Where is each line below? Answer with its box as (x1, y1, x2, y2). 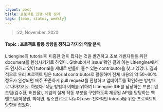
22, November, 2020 (17, 30, 59, 36)
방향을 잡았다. (5, 102, 32, 108)
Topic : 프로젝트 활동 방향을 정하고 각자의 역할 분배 (5, 41, 101, 47)
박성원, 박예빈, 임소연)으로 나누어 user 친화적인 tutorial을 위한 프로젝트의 (18, 95, 157, 101)
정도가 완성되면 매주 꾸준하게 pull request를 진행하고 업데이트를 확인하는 (5, 77, 144, 83)
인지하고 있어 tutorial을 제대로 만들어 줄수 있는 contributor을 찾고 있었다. (10, 65, 149, 71)
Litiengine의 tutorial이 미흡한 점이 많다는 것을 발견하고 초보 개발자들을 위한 (5, 53, 147, 59)
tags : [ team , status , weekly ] (5, 16, 67, 21)
